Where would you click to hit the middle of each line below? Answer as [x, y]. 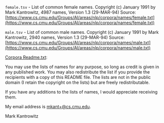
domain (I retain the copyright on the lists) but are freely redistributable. [77, 82]
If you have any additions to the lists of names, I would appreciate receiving [82, 92]
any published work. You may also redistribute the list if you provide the [78, 72]
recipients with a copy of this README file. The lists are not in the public [78, 77]
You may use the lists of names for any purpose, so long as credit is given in [82, 67]
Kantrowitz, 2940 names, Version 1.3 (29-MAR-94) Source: [65, 37]
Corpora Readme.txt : [26, 57]
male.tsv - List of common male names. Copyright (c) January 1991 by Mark [82, 32]
